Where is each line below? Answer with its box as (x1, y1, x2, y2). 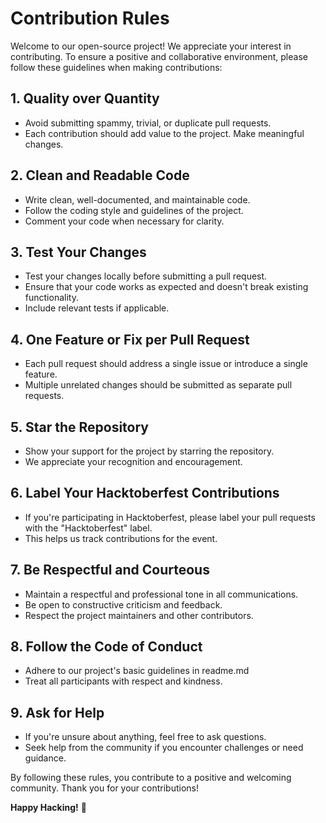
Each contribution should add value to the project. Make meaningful (24, 127, 305, 139)
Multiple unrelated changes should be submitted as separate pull (24, 379, 293, 391)
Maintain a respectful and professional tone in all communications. (24, 588, 299, 600)
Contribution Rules (10, 7, 170, 30)
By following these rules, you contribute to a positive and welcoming (10, 772, 292, 784)
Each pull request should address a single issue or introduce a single (24, 358, 308, 370)
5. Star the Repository (10, 418, 149, 436)
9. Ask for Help (10, 704, 105, 721)
